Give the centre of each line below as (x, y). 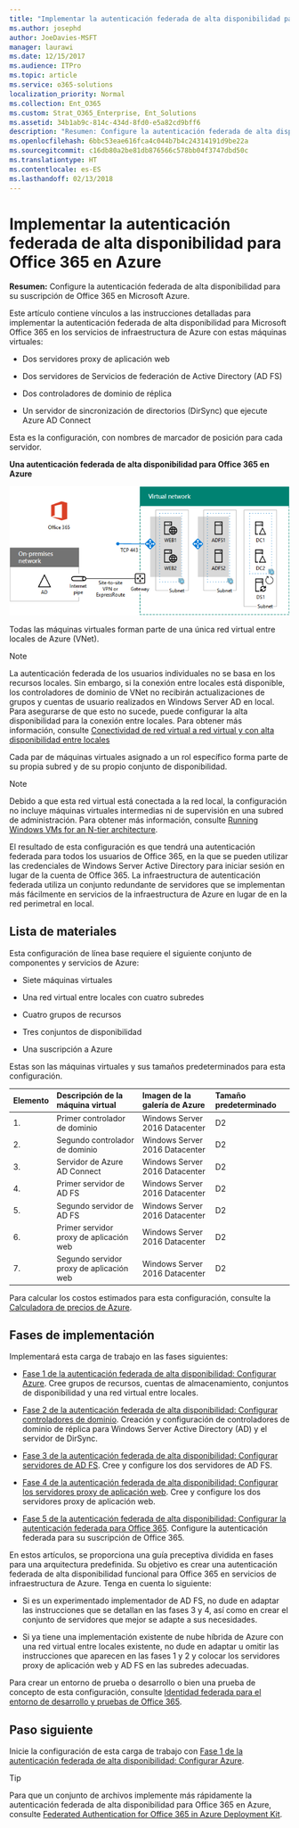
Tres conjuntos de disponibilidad (82, 1031)
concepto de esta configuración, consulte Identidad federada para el (135, 1692)
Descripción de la (89, 1096)
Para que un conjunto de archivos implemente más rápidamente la (130, 1795)
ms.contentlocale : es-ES (55, 170)
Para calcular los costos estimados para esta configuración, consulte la (140, 1297)
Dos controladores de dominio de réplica (97, 393)
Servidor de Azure (90, 1162)
